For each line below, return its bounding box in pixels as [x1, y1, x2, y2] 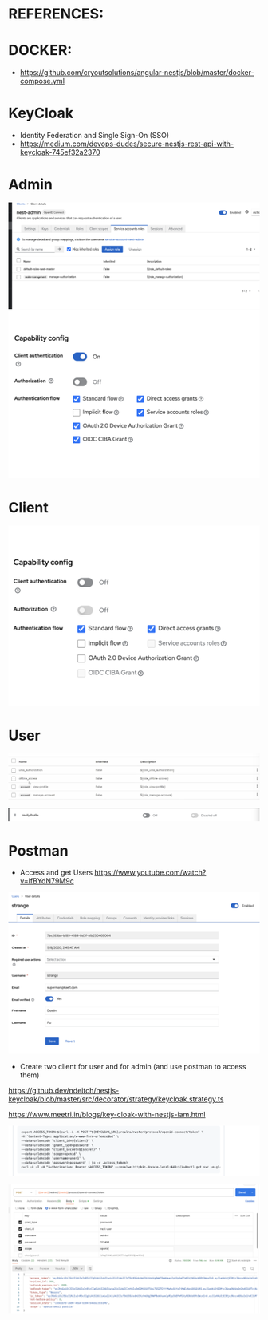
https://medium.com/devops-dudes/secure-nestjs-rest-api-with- [19, 139, 234, 148]
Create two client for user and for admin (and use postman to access [19, 1062, 246, 1072]
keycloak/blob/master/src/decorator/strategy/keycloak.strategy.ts [8, 1094, 224, 1104]
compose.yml [19, 77, 65, 86]
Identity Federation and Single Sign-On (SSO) [19, 131, 170, 140]
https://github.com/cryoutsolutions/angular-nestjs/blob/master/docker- [19, 68, 254, 77]
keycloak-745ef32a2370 [19, 148, 101, 157]
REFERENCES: [8, 5, 104, 23]
